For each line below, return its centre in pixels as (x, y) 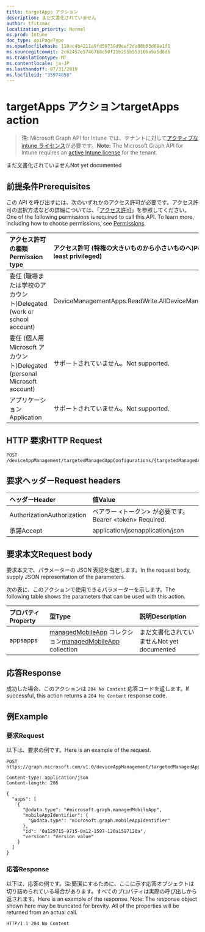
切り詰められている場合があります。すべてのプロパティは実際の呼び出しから (102, 892)
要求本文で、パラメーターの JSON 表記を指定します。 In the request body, (99, 570)
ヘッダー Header (33, 499)
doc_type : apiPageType (35, 40)
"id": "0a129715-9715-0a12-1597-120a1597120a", (84, 831)
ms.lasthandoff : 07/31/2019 (42, 69)
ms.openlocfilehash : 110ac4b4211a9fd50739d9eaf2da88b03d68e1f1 (88, 47)
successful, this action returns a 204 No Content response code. (87, 695)
